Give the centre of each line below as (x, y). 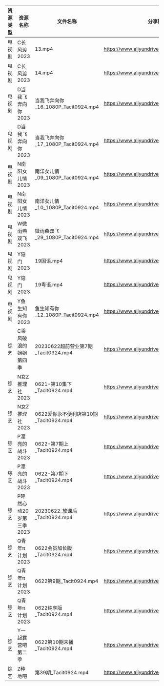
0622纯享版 (49, 608)
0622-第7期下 (52, 474)
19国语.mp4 (49, 261)
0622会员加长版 (53, 548)
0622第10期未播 (54, 642)
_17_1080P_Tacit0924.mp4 (67, 144)
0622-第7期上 (52, 444)
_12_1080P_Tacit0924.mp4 (67, 315)
